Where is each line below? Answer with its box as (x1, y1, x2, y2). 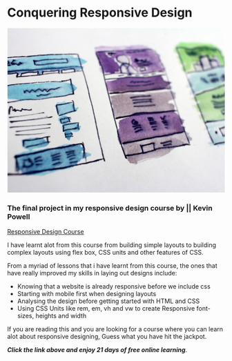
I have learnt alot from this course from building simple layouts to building (7, 241, 216, 249)
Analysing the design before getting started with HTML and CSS (17, 297, 200, 305)
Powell (7, 212, 30, 222)
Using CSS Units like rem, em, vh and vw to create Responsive (17, 304, 195, 313)
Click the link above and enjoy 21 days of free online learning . (7, 346, 188, 354)
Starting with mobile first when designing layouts (17, 290, 157, 298)
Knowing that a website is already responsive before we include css (17, 282, 211, 291)
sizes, (17, 312, 35, 320)
